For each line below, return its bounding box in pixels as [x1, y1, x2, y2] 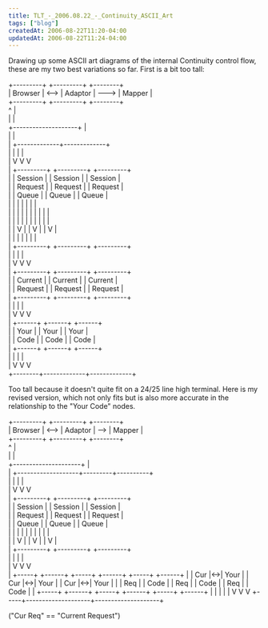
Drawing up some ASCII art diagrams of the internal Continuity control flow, [8, 56, 257, 66]
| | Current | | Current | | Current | [8, 275, 118, 285]
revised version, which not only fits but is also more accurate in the [8, 393, 230, 402]
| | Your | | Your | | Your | [8, 326, 89, 336]
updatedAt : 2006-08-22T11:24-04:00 [8, 34, 127, 42]
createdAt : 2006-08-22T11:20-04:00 [8, 26, 127, 34]
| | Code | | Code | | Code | [8, 335, 96, 345]
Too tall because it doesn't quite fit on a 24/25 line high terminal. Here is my [8, 385, 258, 394]
